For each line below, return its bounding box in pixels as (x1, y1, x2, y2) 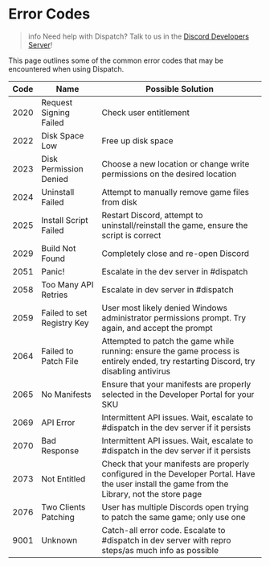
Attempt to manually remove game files (101, 186, 250, 197)
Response (41, 444, 79, 456)
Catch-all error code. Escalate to (101, 524, 226, 535)
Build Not (41, 242, 76, 254)
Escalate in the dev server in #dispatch (101, 266, 248, 277)
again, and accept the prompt (101, 322, 213, 333)
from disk (101, 196, 138, 208)
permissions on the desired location (101, 168, 237, 180)
